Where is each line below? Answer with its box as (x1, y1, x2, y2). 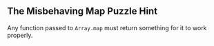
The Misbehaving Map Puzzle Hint (7, 5, 157, 17)
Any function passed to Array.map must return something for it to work (7, 23, 207, 32)
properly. (7, 31, 33, 39)
